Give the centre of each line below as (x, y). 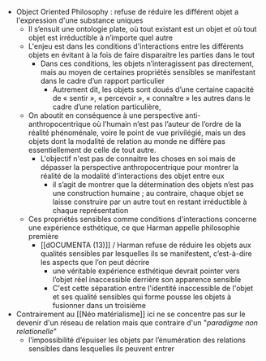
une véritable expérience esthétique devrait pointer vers (146, 271)
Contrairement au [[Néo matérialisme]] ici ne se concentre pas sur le (131, 314)
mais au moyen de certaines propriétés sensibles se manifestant (148, 72)
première (43, 236)
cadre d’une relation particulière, (107, 107)
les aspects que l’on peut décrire (95, 262)
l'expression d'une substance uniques (79, 20)
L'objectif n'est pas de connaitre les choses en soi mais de (138, 159)
